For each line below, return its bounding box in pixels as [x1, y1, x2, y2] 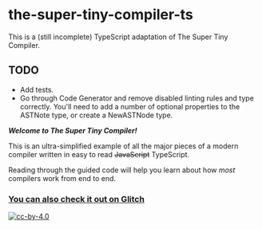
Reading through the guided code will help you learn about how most [8, 165, 236, 175]
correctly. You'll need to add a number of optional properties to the [19, 101, 240, 111]
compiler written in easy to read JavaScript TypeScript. [8, 149, 190, 159]
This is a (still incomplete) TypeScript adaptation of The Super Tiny [8, 32, 228, 41]
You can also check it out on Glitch [8, 193, 145, 204]
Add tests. [19, 85, 54, 94]
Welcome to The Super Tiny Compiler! [8, 125, 137, 135]
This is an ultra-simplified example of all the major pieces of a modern [8, 141, 239, 151]
